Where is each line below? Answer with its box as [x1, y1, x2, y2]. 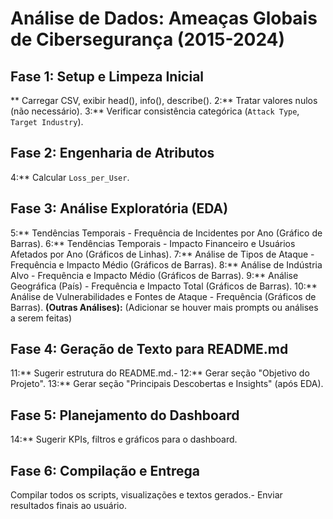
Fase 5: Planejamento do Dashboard [10, 407, 240, 424]
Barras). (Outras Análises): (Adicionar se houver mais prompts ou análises [10, 301, 319, 313]
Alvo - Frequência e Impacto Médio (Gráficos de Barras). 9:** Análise [10, 269, 299, 281]
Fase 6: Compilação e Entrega [10, 462, 201, 479]
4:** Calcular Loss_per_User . [10, 171, 130, 183]
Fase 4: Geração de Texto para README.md [10, 341, 289, 358]
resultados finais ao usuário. [10, 500, 127, 512]
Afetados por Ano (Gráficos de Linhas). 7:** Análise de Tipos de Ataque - [10, 248, 315, 260]
